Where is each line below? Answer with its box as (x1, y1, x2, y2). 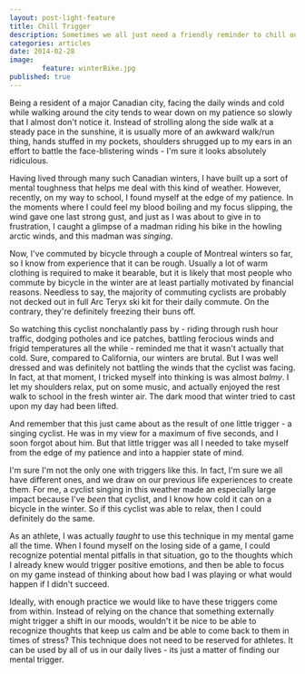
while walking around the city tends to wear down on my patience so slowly (9, 106, 293, 118)
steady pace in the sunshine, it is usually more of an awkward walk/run (9, 126, 275, 137)
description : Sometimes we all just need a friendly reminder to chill (9, 30, 286, 39)
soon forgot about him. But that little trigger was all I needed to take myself (9, 437, 289, 448)
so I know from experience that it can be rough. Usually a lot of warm (9, 258, 269, 269)
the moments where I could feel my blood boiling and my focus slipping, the (9, 201, 293, 212)
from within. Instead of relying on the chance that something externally (9, 605, 275, 617)
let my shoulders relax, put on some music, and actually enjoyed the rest (9, 381, 280, 392)
